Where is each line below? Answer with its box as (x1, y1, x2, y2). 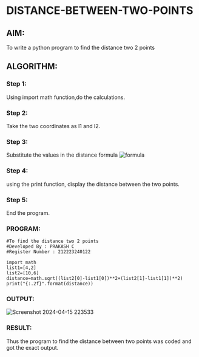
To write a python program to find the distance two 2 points (6, 44, 155, 51)
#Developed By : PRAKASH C (6, 243, 75, 250)
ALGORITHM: (6, 61, 58, 72)
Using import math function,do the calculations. (6, 93, 126, 101)
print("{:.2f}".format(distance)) (6, 280, 94, 287)
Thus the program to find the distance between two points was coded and (6, 338, 192, 345)
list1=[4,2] (6, 265, 36, 271)
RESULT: (6, 324, 32, 332)
